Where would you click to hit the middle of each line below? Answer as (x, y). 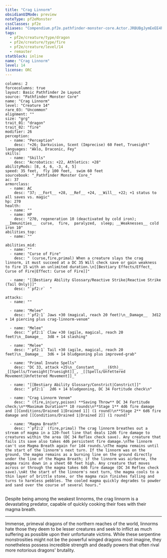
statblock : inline (24, 56)
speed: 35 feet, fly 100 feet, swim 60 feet (54, 171)
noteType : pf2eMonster (29, 19)
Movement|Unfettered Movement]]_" (41, 376)
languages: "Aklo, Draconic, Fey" (41, 149)
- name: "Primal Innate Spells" (43, 363)
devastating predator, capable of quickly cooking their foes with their (76, 504)
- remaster (21, 51)
